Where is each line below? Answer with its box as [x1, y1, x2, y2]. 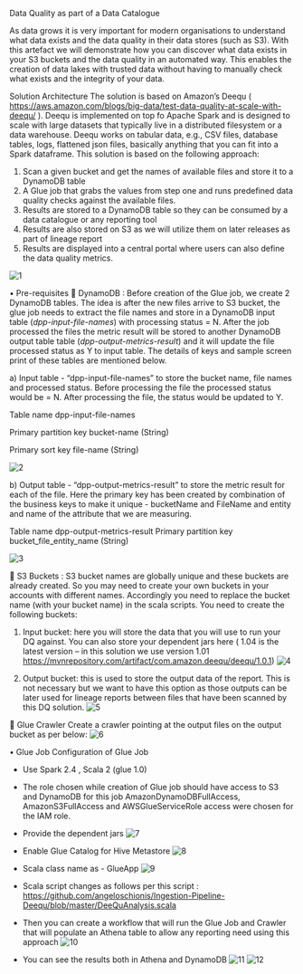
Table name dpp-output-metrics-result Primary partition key [9, 526, 233, 537]
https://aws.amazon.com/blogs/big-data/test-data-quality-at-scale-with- [9, 100, 282, 111]
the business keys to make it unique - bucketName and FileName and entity [9, 499, 291, 510]
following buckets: [9, 609, 78, 619]
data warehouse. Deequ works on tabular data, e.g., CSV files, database [9, 129, 279, 139]
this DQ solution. [22, 702, 85, 712]
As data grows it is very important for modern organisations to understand [9, 25, 286, 35]
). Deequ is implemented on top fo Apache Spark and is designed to [37, 110, 291, 120]
